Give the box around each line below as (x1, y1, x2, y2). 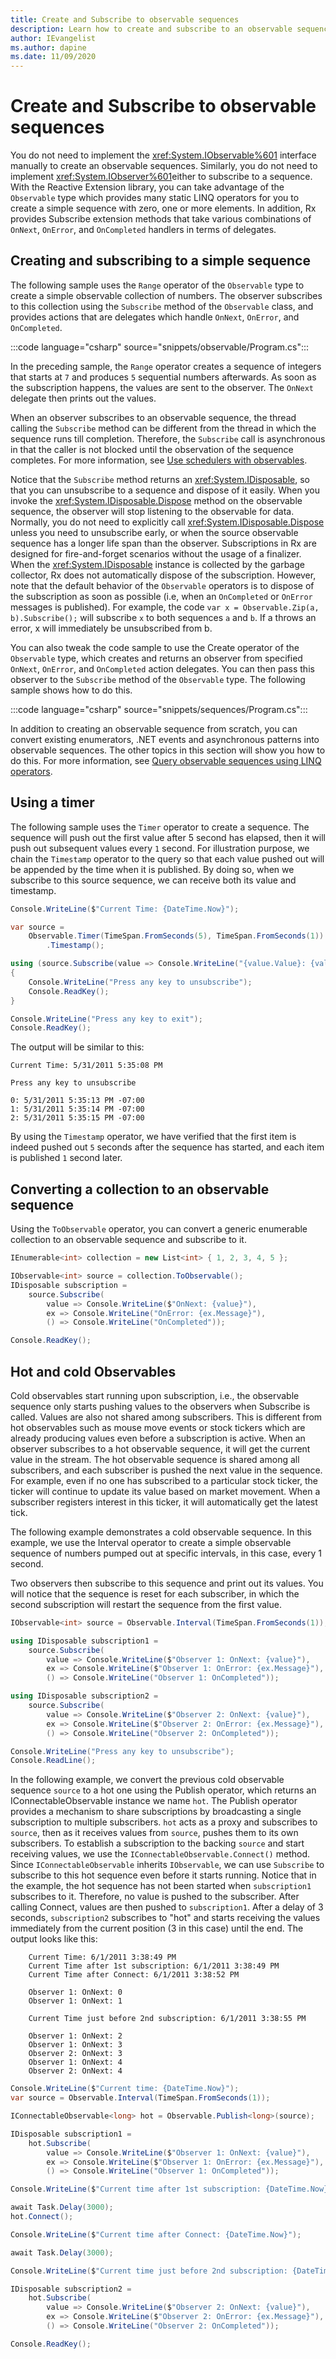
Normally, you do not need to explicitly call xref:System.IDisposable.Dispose (10, 516, 325, 528)
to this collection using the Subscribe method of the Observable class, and (10, 300, 314, 312)
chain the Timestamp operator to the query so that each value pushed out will (10, 852, 325, 865)
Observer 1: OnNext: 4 (28, 2057, 123, 2068)
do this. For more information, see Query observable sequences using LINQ (10, 754, 322, 766)
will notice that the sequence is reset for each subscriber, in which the (10, 1587, 300, 1600)
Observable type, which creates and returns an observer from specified (10, 652, 303, 664)
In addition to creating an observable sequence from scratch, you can (10, 722, 298, 735)
